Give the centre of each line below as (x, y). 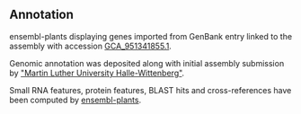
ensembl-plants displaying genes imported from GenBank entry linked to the (151, 36)
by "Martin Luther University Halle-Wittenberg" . (97, 73)
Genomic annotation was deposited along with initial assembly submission (147, 63)
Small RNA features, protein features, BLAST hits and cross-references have (150, 90)
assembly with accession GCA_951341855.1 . (91, 46)
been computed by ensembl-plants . (75, 100)
